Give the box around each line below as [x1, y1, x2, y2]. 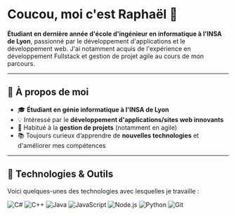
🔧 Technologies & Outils [7, 168, 114, 180]
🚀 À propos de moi [7, 86, 89, 98]
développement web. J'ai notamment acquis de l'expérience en [7, 44, 191, 53]
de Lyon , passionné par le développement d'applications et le [7, 36, 186, 45]
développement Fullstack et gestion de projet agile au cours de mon [7, 52, 204, 60]
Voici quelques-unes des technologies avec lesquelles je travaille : [7, 187, 199, 195]
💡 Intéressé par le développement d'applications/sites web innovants [17, 115, 224, 123]
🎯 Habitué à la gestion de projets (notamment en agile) [17, 123, 178, 132]
